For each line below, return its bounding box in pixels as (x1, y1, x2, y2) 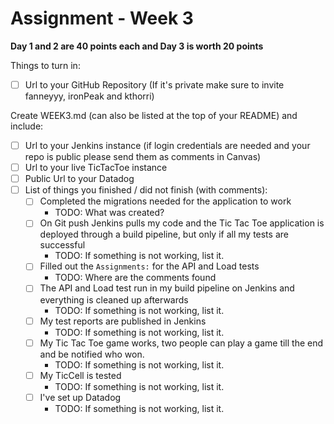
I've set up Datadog (39, 391, 122, 403)
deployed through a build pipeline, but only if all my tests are (39, 228, 289, 241)
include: (10, 120, 44, 132)
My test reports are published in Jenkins (39, 315, 207, 327)
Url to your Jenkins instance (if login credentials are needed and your (24, 140, 311, 151)
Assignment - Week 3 (10, 7, 194, 30)
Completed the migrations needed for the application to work (39, 195, 292, 207)
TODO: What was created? (54, 207, 165, 219)
